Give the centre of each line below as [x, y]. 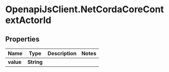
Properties [22, 39]
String [35, 62]
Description [62, 53]
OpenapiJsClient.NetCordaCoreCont [85, 9]
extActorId [29, 20]
